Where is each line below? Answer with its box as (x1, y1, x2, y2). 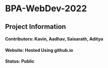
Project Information (5, 23, 66, 31)
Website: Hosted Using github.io (5, 47, 73, 53)
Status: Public (5, 58, 35, 64)
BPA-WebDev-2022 (5, 3, 87, 14)
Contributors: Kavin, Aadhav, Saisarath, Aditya (5, 36, 104, 42)
